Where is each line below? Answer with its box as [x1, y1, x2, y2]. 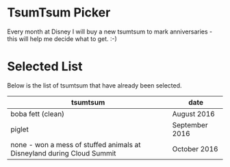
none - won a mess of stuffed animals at [10, 140, 142, 149]
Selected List [7, 59, 84, 75]
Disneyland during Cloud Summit [10, 149, 116, 158]
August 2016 [172, 109, 216, 118]
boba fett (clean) [10, 109, 65, 118]
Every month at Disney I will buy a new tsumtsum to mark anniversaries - [7, 27, 213, 36]
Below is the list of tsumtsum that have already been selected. [7, 81, 182, 90]
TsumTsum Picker [7, 5, 111, 21]
